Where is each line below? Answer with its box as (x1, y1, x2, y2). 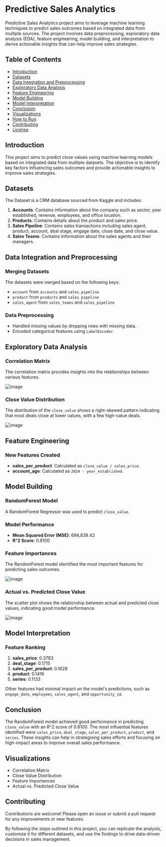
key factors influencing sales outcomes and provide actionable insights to (5, 165, 156, 171)
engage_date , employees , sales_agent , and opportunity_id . (5, 691, 123, 697)
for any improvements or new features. (5, 816, 85, 822)
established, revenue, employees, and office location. (12, 212, 122, 218)
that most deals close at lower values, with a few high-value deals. (5, 413, 141, 419)
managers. (12, 239, 35, 245)
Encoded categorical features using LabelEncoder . (12, 328, 114, 334)
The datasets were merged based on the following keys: (5, 279, 120, 285)
